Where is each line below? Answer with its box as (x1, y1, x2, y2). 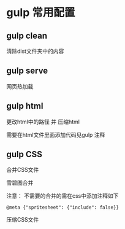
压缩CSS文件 (6, 216, 39, 223)
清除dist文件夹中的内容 (6, 47, 64, 55)
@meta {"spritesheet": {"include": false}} (6, 204, 119, 211)
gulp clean (6, 30, 48, 41)
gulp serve (6, 66, 48, 76)
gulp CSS (6, 149, 43, 160)
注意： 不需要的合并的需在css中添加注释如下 (6, 192, 119, 200)
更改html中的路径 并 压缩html (6, 118, 80, 125)
